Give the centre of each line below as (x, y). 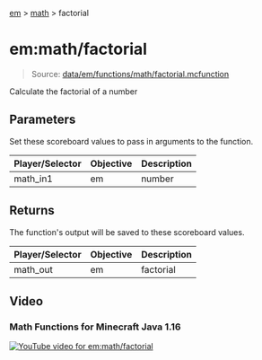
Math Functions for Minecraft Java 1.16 (95, 327)
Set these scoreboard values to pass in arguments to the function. (131, 141)
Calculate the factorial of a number (74, 91)
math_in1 (34, 179)
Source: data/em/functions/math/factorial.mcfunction (130, 74)
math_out (34, 269)
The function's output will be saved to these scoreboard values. (127, 232)
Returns (32, 211)
